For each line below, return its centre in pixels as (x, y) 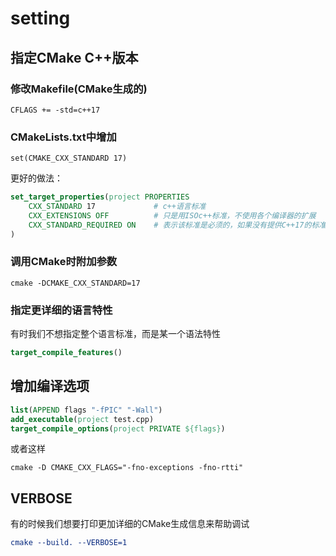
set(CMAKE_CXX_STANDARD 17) (69, 158)
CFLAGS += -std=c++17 (55, 110)
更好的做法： (36, 178)
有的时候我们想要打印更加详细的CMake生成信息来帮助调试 (130, 524)
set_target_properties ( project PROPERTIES (100, 197)
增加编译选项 (50, 386)
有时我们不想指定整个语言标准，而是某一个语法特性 (115, 334)
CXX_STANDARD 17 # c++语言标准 (117, 207)
